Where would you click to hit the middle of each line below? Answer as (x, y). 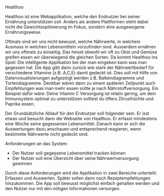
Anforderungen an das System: (36, 143)
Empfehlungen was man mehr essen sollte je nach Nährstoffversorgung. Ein (82, 88)
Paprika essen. (20, 104)
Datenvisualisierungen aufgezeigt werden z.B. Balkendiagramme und (75, 78)
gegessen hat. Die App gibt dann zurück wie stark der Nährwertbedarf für (80, 67)
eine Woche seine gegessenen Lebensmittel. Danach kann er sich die (75, 124)
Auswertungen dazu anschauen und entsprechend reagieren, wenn (73, 129)
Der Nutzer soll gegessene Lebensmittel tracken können (69, 153)
